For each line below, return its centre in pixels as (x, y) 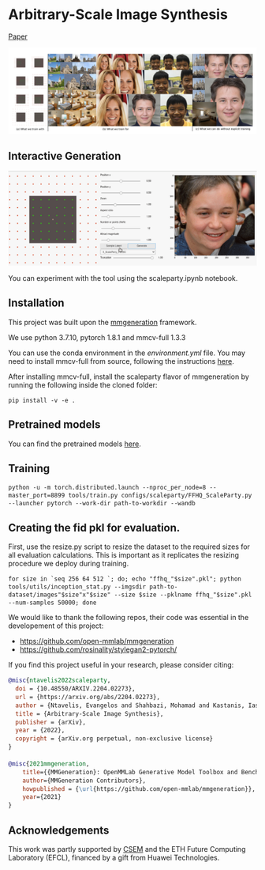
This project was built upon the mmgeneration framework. (103, 322)
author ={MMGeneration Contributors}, (84, 781)
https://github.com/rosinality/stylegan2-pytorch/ (98, 649)
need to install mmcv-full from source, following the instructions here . (121, 361)
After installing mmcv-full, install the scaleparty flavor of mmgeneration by (129, 376)
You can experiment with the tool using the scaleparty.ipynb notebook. (123, 278)
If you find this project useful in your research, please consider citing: (121, 665)
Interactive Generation (65, 156)
